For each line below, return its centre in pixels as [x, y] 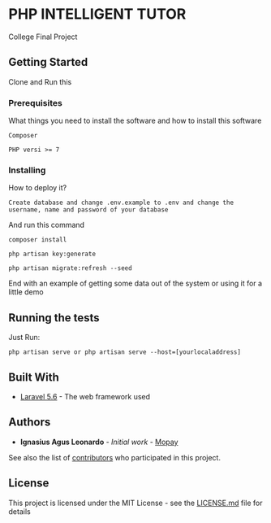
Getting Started [48, 62]
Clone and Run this [40, 81]
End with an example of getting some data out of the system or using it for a [135, 283]
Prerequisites [35, 102]
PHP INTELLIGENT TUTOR [97, 14]
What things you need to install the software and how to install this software [135, 121]
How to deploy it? [38, 188]
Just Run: [24, 338]
